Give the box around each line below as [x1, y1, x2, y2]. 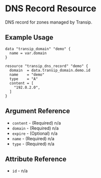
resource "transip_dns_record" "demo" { [5, 63, 89, 69]
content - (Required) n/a [12, 120, 61, 126]
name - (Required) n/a [12, 135, 55, 141]
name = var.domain [9, 51, 47, 55]
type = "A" [9, 76, 38, 81]
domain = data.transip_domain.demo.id [9, 68, 91, 73]
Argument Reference [5, 107, 70, 115]
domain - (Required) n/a [12, 125, 59, 131]
